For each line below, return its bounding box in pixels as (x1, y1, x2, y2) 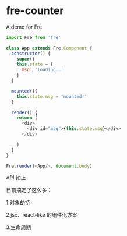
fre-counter (6, 4, 64, 17)
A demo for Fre (6, 23, 43, 30)
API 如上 (6, 174, 26, 181)
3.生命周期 (6, 224, 31, 231)
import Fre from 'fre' (6, 34, 61, 40)
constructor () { (11, 51, 51, 57)
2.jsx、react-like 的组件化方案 (6, 212, 77, 219)
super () (16, 56, 35, 62)
